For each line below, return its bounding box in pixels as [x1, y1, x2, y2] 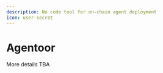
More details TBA [6, 61, 50, 68]
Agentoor [6, 41, 56, 55]
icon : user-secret [6, 15, 53, 21]
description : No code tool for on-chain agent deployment [6, 9, 157, 15]
